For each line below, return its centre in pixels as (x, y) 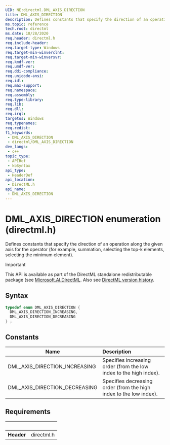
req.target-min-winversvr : (34, 57)
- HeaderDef (20, 175)
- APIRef (17, 161)
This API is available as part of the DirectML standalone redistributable (79, 274)
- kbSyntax (19, 165)
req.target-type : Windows (32, 48)
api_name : (16, 189)
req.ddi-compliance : (27, 72)
